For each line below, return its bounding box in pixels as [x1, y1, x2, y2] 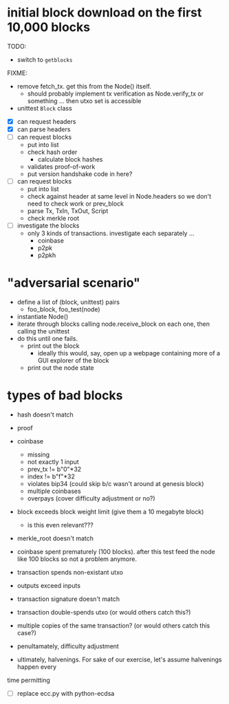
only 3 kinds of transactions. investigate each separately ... [27, 229, 195, 238]
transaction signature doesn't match [17, 595, 120, 603]
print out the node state [27, 364, 94, 372]
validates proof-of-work [27, 163, 96, 171]
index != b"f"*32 [27, 472, 76, 481]
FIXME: [7, 69, 28, 77]
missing [27, 450, 50, 459]
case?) [17, 629, 36, 637]
